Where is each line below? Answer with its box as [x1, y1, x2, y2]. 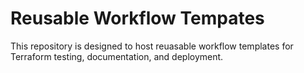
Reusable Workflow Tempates [10, 7, 265, 30]
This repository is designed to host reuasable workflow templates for [10, 40, 294, 52]
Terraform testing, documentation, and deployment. [10, 50, 224, 62]
